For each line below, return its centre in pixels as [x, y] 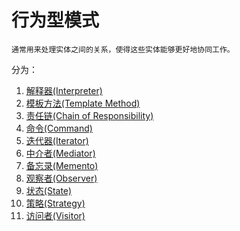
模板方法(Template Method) [83, 103]
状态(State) [49, 190]
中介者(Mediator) [60, 153]
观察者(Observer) [61, 178]
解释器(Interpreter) [64, 90]
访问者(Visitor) [55, 215]
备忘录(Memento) [62, 165]
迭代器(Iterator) [57, 140]
